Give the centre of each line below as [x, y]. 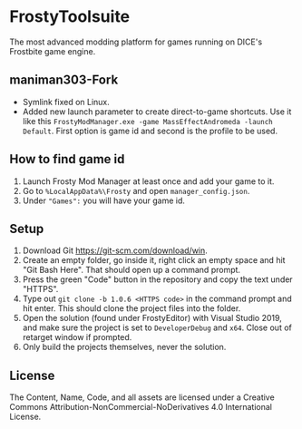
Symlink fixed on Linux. [66, 102]
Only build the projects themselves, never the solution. [124, 347]
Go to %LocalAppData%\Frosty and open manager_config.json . [136, 190]
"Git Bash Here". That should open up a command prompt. [132, 270]
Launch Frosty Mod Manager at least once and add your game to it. [148, 181]
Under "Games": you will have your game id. [104, 200]
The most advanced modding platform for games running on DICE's [136, 42]
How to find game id [67, 159]
